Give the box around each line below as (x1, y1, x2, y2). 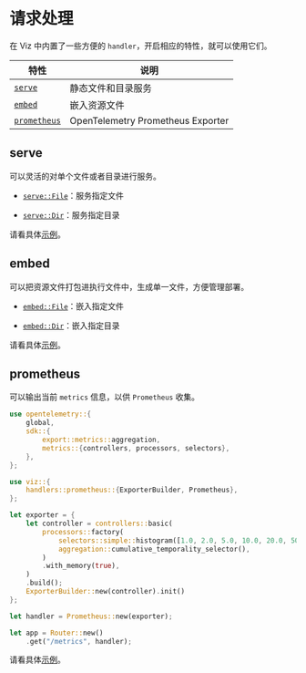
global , (25, 419, 55, 428)
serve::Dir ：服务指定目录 (22, 209, 120, 220)
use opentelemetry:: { (9, 409, 92, 419)
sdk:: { (25, 427, 51, 436)
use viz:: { (9, 477, 51, 486)
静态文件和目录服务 (69, 81, 152, 94)
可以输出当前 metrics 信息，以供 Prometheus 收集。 (9, 391, 200, 402)
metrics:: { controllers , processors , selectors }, (42, 443, 230, 452)
